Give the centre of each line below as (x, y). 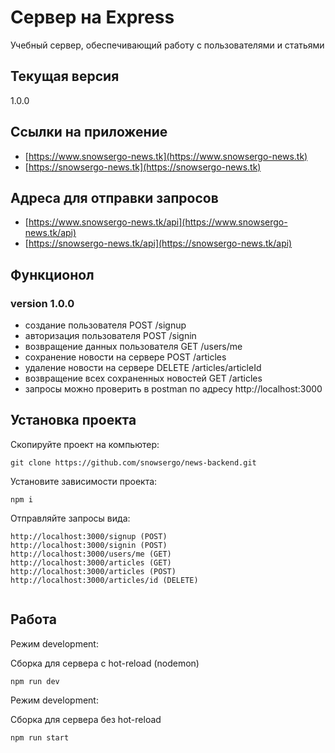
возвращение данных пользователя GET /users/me (133, 347)
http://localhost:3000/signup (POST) (89, 536)
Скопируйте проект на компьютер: (85, 444)
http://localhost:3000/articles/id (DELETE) (104, 580)
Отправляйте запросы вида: (70, 518)
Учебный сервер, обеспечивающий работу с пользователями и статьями (167, 45)
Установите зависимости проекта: (84, 481)
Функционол (52, 274)
